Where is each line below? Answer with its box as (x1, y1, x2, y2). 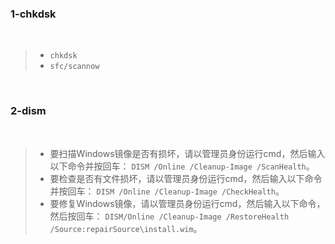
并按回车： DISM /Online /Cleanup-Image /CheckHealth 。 (49, 185, 285, 197)
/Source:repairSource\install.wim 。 (49, 222, 203, 234)
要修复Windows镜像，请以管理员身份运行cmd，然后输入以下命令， (49, 197, 326, 209)
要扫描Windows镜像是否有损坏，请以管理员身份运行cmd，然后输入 (49, 147, 326, 159)
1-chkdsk (10, 7, 57, 21)
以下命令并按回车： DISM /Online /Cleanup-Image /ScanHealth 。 (49, 160, 315, 172)
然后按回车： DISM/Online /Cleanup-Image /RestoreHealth (49, 210, 290, 222)
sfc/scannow (49, 62, 100, 72)
